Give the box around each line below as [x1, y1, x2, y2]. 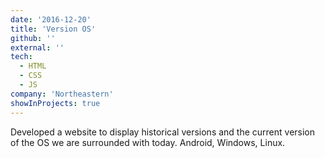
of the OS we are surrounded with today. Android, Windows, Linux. [10, 136, 286, 148]
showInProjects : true [10, 98, 101, 108]
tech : [10, 52, 33, 62]
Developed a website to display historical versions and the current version [10, 126, 316, 138]
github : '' [10, 33, 56, 43]
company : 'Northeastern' [10, 89, 114, 99]
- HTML [19, 61, 47, 71]
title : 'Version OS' [10, 24, 97, 34]
